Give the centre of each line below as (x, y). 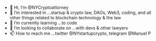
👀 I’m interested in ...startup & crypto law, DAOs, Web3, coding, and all (80, 13)
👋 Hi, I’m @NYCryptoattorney (39, 7)
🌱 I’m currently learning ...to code (43, 23)
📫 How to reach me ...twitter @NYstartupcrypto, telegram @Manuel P (80, 33)
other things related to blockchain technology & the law (65, 18)
